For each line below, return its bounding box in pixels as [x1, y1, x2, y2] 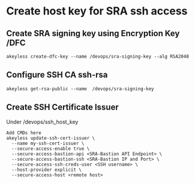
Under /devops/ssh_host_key [6, 118, 79, 125]
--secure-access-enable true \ [11, 146, 90, 152]
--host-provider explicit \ [11, 167, 82, 173]
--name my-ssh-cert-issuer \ [11, 140, 85, 146]
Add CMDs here [6, 129, 42, 136]
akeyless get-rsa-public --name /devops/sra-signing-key [6, 85, 154, 91]
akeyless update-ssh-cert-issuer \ [6, 135, 95, 141]
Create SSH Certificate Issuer [6, 102, 119, 113]
